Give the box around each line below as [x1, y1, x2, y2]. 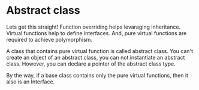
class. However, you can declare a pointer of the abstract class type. [6, 60, 176, 67]
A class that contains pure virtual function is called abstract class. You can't [6, 47, 194, 54]
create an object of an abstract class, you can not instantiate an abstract [6, 54, 185, 61]
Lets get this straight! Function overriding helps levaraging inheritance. [6, 23, 181, 30]
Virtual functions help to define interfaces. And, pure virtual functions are [6, 29, 187, 36]
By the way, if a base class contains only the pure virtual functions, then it [6, 72, 189, 79]
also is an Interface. [6, 78, 55, 85]
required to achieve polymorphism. [6, 36, 93, 43]
